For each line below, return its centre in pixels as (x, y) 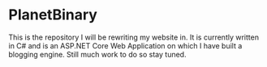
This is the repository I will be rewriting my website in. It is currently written (134, 37)
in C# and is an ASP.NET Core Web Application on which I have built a (125, 45)
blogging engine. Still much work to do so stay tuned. (97, 54)
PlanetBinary (53, 15)
